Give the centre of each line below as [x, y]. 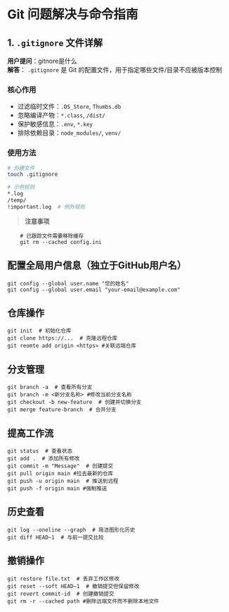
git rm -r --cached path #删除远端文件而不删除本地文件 [83, 601]
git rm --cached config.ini [61, 242]
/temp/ [17, 201]
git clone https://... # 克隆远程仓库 [63, 338]
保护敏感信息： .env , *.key [55, 124]
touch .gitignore [33, 175]
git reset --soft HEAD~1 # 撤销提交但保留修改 [73, 586]
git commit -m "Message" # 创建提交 [60, 466]
